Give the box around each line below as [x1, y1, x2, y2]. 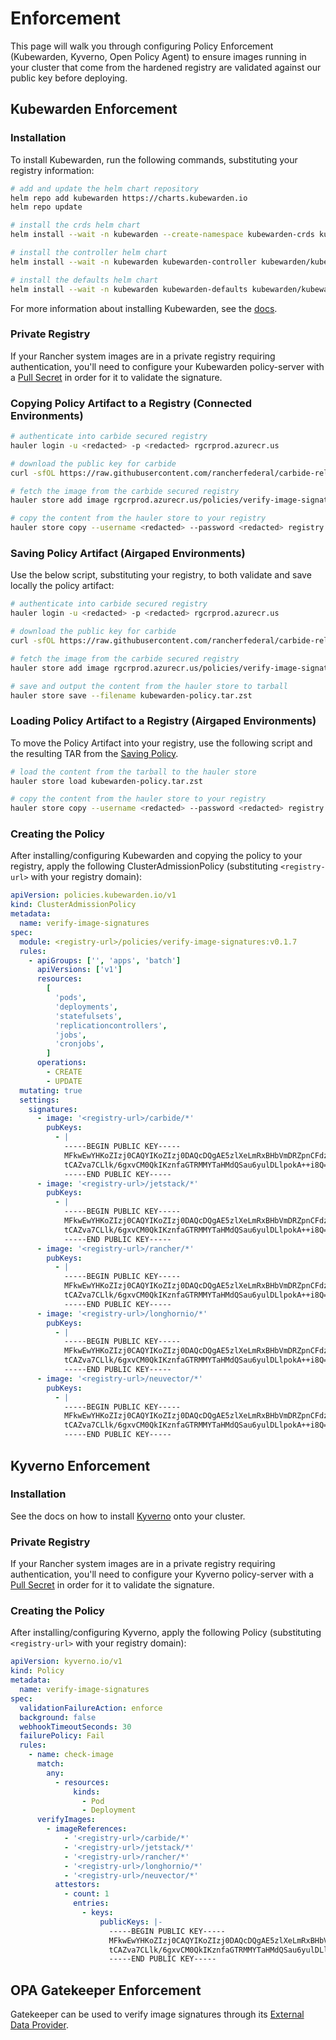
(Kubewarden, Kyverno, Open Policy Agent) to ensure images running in [10, 50, 307, 62]
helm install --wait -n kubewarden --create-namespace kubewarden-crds [10, 230, 315, 240]
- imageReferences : [46, 1824, 128, 1834]
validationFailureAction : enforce [19, 1703, 163, 1713]
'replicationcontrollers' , [54, 1020, 168, 1031]
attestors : [54, 1880, 101, 1890]
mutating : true [19, 1085, 83, 1096]
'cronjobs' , [54, 1039, 105, 1049]
